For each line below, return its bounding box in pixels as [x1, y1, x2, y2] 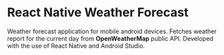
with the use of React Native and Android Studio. [7, 41, 146, 50]
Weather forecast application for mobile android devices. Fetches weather [7, 27, 217, 35]
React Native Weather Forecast [7, 5, 189, 20]
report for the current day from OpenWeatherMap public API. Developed [7, 34, 214, 42]
